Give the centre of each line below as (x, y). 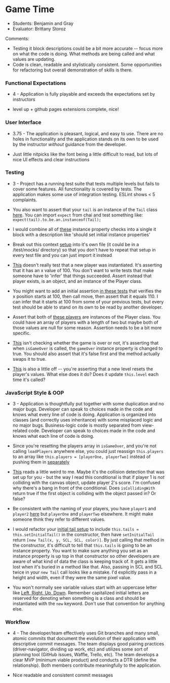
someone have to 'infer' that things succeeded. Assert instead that (82, 276)
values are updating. (34, 59)
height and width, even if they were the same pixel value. (72, 578)
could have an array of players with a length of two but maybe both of (85, 322)
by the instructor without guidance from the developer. (70, 144)
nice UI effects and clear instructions (51, 159)
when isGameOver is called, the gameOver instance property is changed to (88, 348)
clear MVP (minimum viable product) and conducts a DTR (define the (84, 660)
